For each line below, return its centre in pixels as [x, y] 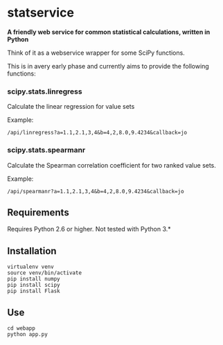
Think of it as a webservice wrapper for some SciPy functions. [96, 53]
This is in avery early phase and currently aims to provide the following [108, 66]
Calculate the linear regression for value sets [71, 107]
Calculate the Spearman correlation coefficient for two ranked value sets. [112, 165]
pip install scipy [34, 285]
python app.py [28, 334]
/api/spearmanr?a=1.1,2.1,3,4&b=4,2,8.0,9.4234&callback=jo [96, 191]
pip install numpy [34, 279]
